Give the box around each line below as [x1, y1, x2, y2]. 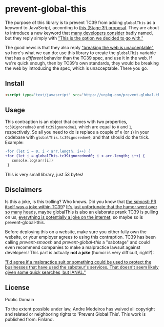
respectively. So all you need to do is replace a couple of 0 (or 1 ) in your [5, 129, 149, 135]
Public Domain [5, 296, 34, 302]
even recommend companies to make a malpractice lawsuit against [5, 244, 141, 250]
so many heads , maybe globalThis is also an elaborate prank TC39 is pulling [5, 209, 159, 215]
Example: [5, 140, 24, 145]
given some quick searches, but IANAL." [5, 269, 86, 275]
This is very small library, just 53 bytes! [5, 171, 84, 177]
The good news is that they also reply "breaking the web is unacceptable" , [5, 44, 155, 50]
